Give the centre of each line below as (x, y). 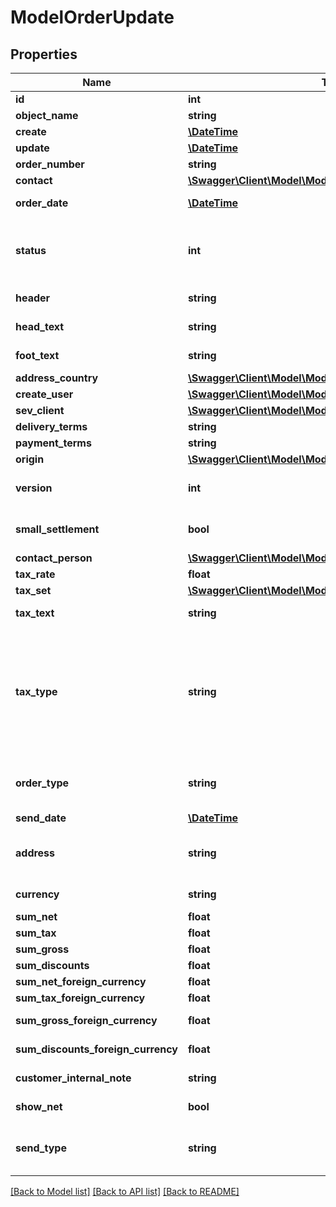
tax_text (35, 613)
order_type (42, 783)
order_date (42, 203)
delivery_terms (51, 426)
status (31, 250)
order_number (50, 164)
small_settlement (57, 529)
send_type (41, 1148)
